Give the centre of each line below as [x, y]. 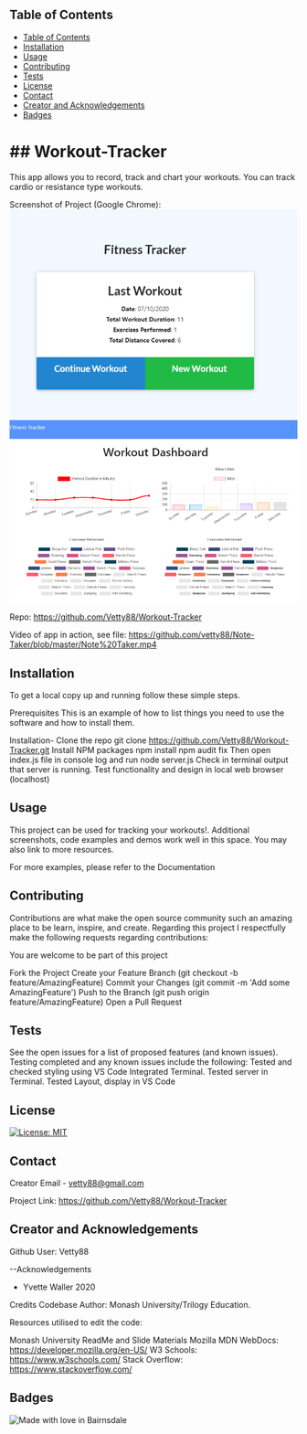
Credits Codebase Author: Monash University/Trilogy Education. [130, 1304]
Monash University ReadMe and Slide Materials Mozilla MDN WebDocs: [144, 1340]
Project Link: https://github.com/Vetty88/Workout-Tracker [118, 1201]
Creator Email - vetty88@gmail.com [77, 1184]
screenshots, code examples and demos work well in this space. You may [148, 839]
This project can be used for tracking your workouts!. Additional [129, 830]
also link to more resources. [62, 849]
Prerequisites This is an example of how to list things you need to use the [147, 713]
